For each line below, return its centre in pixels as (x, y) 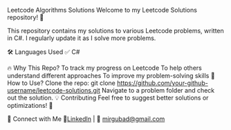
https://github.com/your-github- (163, 83)
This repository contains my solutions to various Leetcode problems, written (116, 31)
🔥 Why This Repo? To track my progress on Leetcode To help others (104, 68)
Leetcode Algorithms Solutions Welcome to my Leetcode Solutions (102, 10)
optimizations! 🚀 (30, 105)
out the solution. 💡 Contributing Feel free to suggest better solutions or (108, 98)
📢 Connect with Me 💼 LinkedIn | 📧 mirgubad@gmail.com (86, 119)
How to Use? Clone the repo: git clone (61, 83)
